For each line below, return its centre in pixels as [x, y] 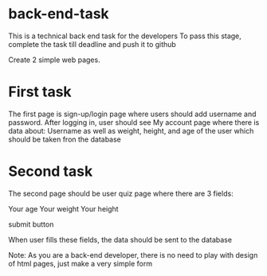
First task [40, 92]
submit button [31, 224]
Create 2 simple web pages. [55, 60]
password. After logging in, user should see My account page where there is [134, 122]
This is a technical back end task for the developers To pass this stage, [125, 36]
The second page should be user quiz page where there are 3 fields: [121, 193]
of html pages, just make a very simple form [80, 263]
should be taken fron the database [65, 139]
